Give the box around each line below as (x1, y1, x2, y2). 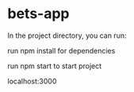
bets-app (7, 5, 70, 23)
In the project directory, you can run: (7, 31, 127, 40)
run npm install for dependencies (7, 46, 116, 55)
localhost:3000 (7, 76, 57, 86)
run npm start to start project (7, 61, 102, 71)
